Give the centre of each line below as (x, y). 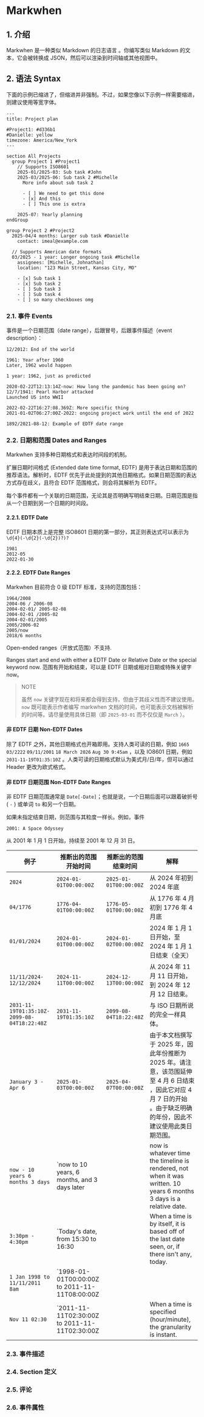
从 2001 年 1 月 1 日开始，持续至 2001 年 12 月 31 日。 (72, 841)
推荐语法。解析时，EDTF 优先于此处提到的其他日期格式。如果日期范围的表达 (102, 475)
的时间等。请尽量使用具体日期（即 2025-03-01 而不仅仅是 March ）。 (104, 714)
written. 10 (165, 1184)
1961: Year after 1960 (35, 360)
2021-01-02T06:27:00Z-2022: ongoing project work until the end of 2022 (100, 414)
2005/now (17, 630)
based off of (167, 1232)
